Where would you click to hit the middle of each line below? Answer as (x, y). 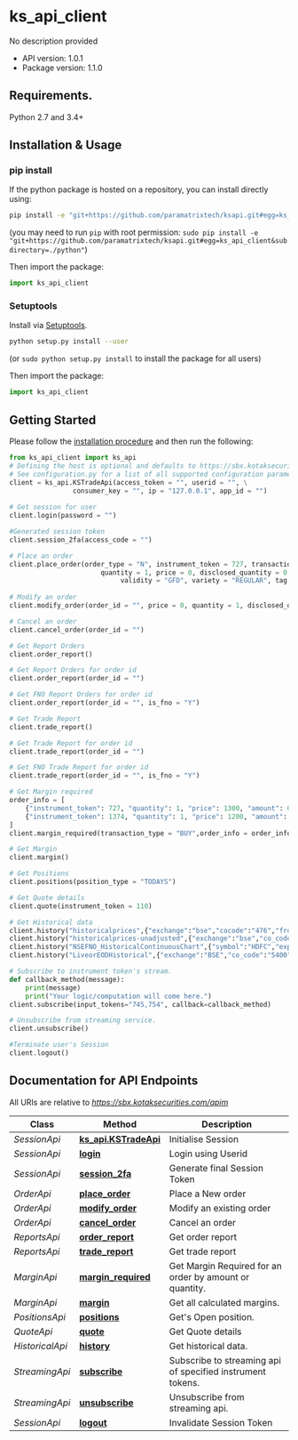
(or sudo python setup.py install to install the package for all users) (135, 358)
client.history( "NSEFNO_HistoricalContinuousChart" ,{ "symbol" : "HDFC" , (142, 947)
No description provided (54, 41)
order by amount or (209, 1276)
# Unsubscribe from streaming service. (83, 1020)
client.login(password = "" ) (63, 516)
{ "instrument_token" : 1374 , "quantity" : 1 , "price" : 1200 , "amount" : (157, 817)
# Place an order (41, 556)
